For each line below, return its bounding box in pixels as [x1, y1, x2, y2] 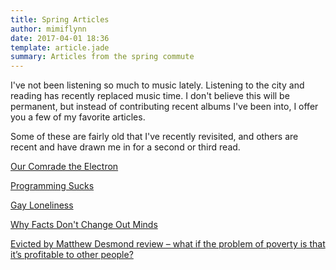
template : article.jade [10, 42, 110, 53]
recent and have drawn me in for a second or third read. [10, 141, 241, 153]
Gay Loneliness [10, 199, 74, 211]
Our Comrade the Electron [10, 161, 119, 173]
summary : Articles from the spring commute [10, 52, 195, 62]
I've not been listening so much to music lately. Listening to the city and [10, 79, 305, 91]
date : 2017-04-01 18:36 [10, 33, 110, 43]
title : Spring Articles [10, 14, 110, 25]
